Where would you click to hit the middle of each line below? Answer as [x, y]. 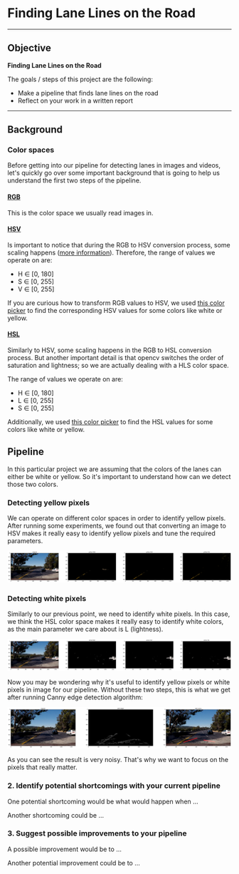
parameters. [25, 541]
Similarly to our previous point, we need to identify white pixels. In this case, [119, 614]
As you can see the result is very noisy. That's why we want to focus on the [118, 760]
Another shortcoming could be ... [56, 815]
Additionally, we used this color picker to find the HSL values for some [110, 422]
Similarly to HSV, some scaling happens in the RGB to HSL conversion [110, 350]
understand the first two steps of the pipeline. [74, 180]
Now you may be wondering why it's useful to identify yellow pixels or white [119, 682]
